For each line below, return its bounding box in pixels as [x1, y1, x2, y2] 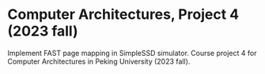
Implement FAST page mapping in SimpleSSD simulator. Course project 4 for [7, 48, 257, 57]
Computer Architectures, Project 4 [7, 6, 239, 24]
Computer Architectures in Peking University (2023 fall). [7, 57, 191, 66]
